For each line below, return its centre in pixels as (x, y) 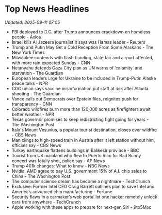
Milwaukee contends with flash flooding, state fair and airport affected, (82, 57)
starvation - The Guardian (37, 73)
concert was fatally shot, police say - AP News (58, 161)
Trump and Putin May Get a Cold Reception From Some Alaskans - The (82, 47)
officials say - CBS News (36, 145)
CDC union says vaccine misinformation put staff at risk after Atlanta (80, 88)
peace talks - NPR (30, 83)
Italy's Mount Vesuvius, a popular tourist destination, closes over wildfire (84, 130)
